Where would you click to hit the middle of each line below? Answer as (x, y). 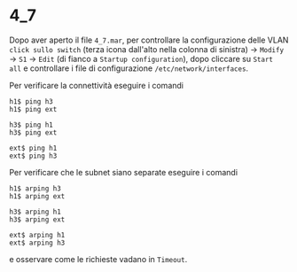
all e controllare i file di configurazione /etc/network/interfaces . (129, 68)
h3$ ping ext (33, 132)
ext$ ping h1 (33, 148)
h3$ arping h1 (35, 212)
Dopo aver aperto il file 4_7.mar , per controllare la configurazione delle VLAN (149, 40)
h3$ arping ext (37, 219)
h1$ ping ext (33, 109)
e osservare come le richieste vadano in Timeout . (98, 259)
